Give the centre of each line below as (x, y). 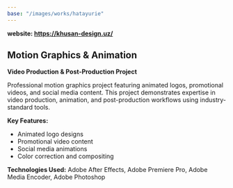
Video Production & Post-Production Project (72, 72)
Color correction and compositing (65, 156)
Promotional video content (55, 142)
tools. (42, 108)
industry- (213, 100)
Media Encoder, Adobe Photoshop (56, 177)
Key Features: (28, 121)
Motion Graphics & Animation (72, 55)
